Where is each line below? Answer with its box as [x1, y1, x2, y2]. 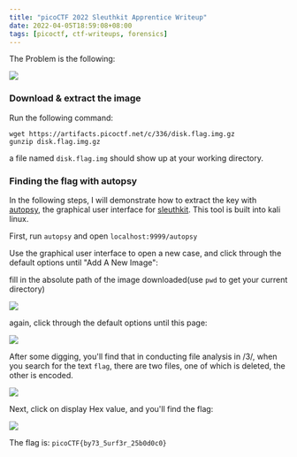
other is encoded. [9, 369, 73, 380]
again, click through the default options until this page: [9, 317, 208, 328]
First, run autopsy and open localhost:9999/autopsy [9, 231, 198, 241]
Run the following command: [9, 112, 113, 123]
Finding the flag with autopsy [9, 174, 138, 187]
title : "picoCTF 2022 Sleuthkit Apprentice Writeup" [9, 12, 208, 22]
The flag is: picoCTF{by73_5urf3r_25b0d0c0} [9, 437, 167, 447]
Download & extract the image [9, 92, 141, 104]
